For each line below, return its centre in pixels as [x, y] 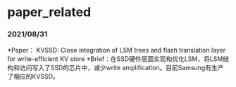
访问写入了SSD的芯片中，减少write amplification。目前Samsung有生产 [122, 68]
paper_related [49, 12]
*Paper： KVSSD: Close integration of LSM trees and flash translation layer [117, 51]
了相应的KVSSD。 [33, 76]
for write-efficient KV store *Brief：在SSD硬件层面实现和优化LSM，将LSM [115, 59]
